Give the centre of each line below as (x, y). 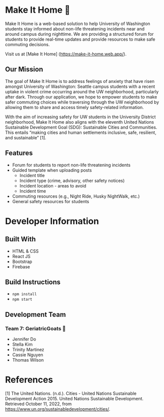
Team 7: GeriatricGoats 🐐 (36, 328)
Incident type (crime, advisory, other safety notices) (72, 181)
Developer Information (52, 221)
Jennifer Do (24, 339)
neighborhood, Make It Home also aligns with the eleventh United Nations (80, 122)
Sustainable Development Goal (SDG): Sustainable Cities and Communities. (81, 127)
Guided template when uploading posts (52, 170)
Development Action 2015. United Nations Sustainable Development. (74, 399)
